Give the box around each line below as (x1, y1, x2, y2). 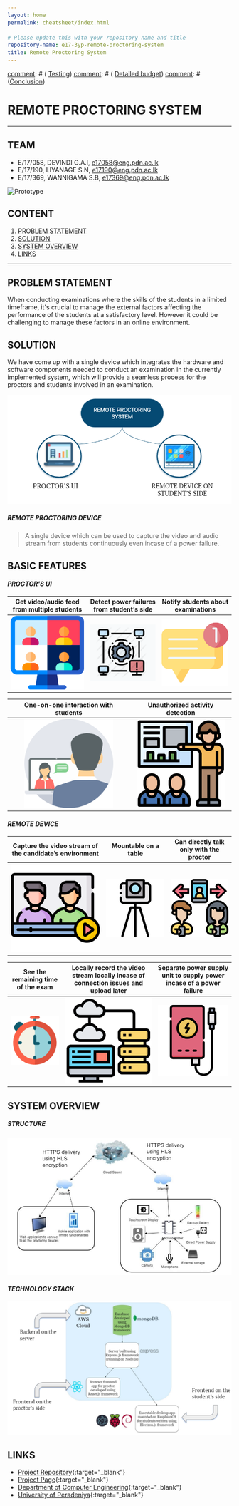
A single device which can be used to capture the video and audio (24, 532, 219, 540)
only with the (179, 845, 220, 854)
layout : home (7, 11, 46, 19)
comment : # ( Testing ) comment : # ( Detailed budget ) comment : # (7, 70, 201, 78)
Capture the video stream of (12, 841, 98, 850)
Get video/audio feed (15, 597, 80, 606)
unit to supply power (161, 971, 225, 980)
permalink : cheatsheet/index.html (7, 19, 110, 26)
